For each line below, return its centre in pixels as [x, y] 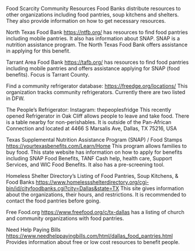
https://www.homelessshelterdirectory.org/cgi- [92, 182]
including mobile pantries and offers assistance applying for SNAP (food [93, 68]
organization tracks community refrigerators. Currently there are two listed [96, 92]
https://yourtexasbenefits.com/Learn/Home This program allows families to [96, 146]
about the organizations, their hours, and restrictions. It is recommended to [96, 195]
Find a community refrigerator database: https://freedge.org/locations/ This [97, 86]
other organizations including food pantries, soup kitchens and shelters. [93, 15]
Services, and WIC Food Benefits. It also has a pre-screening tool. [85, 164]
